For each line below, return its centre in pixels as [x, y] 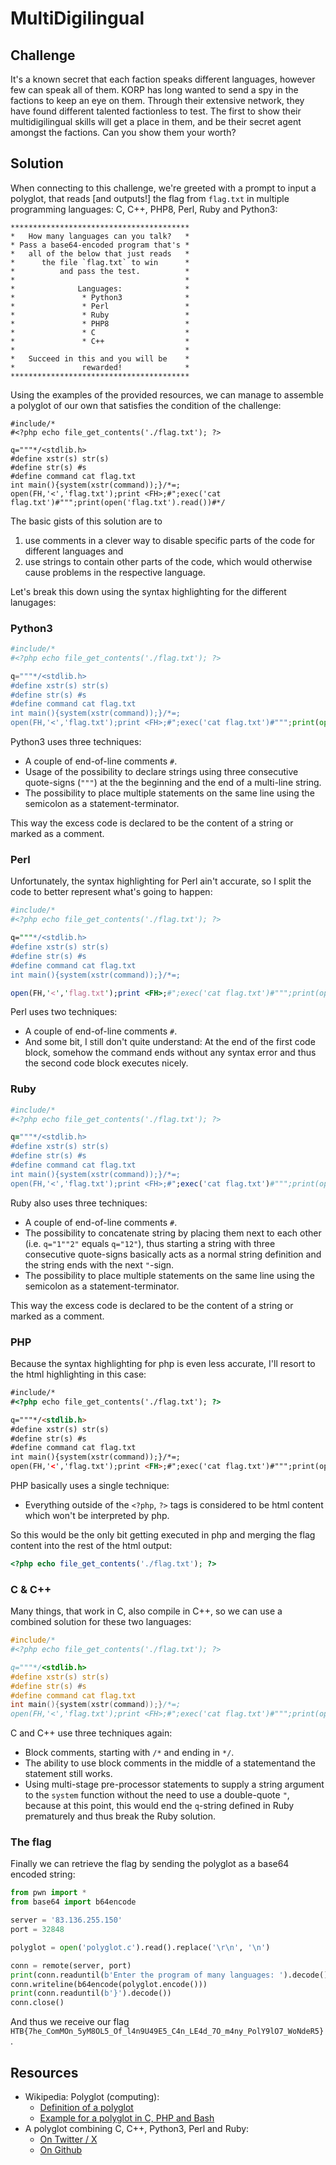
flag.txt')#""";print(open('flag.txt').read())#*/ [118, 502]
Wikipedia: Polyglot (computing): [92, 2097]
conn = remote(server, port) [71, 1965]
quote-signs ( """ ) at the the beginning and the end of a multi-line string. [173, 783]
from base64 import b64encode [73, 1902]
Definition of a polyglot [86, 2108]
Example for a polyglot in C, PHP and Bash [127, 2118]
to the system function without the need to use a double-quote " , [157, 1795]
